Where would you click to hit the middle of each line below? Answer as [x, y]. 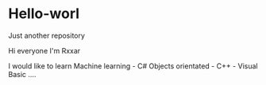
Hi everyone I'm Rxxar [44, 50]
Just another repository [47, 35]
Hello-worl [44, 14]
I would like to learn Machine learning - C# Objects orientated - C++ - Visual [133, 66]
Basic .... [22, 74]
